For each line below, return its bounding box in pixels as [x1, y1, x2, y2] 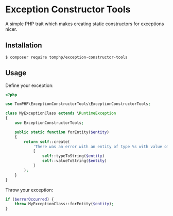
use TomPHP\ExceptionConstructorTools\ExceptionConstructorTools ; [5, 101, 151, 106]
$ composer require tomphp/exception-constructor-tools [5, 55, 128, 60]
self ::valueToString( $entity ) [42, 158, 107, 164]
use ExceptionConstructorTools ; [14, 120, 84, 125]
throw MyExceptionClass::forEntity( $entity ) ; [14, 202, 114, 207]
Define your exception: [5, 82, 54, 88]
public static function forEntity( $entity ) [14, 130, 110, 135]
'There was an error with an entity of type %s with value [32, 144, 162, 149]
